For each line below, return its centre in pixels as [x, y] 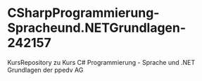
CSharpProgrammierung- [83, 13]
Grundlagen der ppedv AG [45, 70]
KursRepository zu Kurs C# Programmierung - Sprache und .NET [101, 62]
